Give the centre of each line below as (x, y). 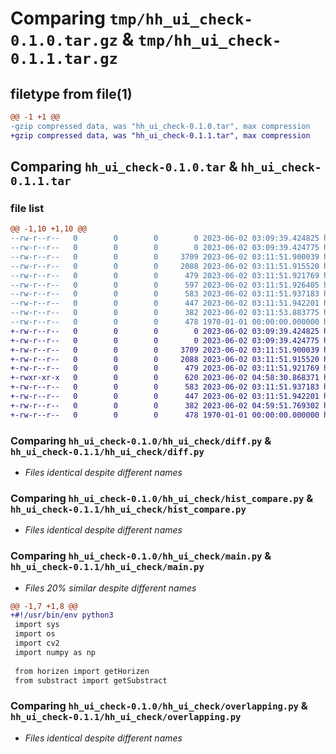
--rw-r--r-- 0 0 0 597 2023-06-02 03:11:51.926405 (165, 285)
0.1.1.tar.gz (64, 59)
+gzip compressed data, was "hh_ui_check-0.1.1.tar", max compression (160, 135)
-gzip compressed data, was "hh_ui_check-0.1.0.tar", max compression (160, 126)
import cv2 (37, 643)
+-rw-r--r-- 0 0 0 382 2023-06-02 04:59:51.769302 (165, 405)
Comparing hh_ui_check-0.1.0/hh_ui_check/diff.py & (141, 440)
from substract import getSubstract (91, 680)
